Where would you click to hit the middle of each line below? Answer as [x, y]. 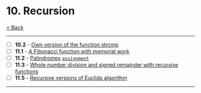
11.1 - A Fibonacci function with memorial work [72, 51]
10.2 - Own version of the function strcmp [67, 44]
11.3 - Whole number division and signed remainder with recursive [96, 65]
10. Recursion [41, 11]
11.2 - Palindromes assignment [52, 58]
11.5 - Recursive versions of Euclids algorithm [71, 78]
